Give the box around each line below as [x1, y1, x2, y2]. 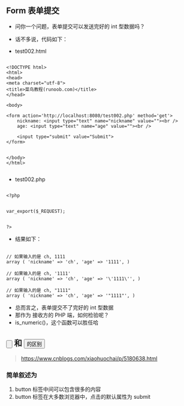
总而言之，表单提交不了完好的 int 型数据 [14, 303, 114, 311]
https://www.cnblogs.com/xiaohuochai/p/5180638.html [20, 354, 158, 362]
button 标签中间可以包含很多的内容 [14, 386, 101, 393]
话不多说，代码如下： [14, 35, 68, 43]
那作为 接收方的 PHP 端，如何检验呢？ [14, 311, 109, 318]
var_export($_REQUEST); [6, 208, 66, 214]
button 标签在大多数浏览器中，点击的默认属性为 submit [14, 393, 151, 400]
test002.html [14, 47, 47, 55]
